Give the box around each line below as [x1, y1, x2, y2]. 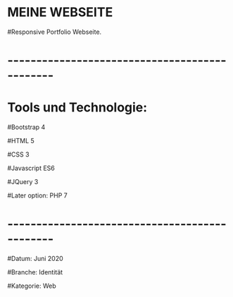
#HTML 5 [7, 137, 35, 145]
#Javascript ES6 [7, 164, 55, 173]
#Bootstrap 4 [7, 123, 46, 131]
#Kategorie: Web [7, 281, 56, 290]
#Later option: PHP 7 [7, 191, 68, 200]
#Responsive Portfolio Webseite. [7, 28, 102, 36]
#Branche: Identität [7, 268, 63, 276]
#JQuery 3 [7, 178, 39, 186]
